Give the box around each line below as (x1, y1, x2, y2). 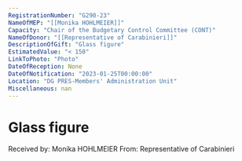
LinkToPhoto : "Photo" (8, 56, 79, 64)
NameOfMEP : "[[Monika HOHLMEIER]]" (8, 19, 125, 27)
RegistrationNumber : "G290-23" (8, 11, 111, 20)
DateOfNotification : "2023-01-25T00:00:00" (8, 70, 153, 78)
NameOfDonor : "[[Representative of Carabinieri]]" (8, 33, 178, 42)
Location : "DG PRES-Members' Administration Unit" (8, 77, 178, 85)
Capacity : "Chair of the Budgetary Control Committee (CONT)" (8, 26, 216, 34)
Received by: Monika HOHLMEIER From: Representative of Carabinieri (8, 145, 235, 154)
